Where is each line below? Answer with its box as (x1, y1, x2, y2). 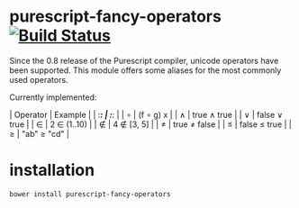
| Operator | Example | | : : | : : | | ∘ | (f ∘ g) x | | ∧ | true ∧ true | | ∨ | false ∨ (9, 109, 284, 120)
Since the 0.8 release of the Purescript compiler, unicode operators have (9, 55, 279, 66)
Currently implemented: (9, 92, 97, 103)
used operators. (9, 74, 69, 85)
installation (9, 160, 95, 181)
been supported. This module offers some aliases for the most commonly (9, 65, 282, 76)
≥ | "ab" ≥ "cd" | (9, 128, 70, 139)
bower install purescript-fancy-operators (9, 189, 171, 199)
